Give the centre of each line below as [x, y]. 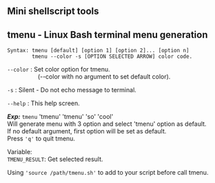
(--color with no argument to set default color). [104, 77]
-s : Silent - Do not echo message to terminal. [72, 90]
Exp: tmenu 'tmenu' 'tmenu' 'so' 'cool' [60, 117]
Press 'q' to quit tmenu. [41, 139]
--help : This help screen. [44, 103]
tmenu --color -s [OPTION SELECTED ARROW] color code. [112, 57]
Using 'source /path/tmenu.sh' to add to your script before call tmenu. [108, 173]
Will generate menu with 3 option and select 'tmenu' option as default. [107, 124]
